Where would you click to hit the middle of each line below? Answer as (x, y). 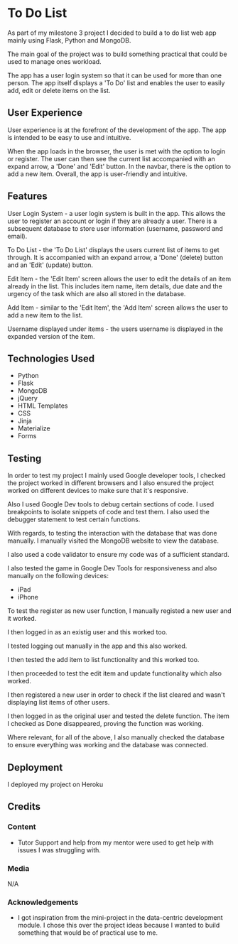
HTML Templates (43, 406)
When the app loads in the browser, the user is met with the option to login (117, 151)
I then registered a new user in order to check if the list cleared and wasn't (116, 695)
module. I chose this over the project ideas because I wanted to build (119, 926)
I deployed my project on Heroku (55, 784)
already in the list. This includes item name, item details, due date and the (115, 286)
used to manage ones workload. (54, 61)
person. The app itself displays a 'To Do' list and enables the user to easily (116, 82)
